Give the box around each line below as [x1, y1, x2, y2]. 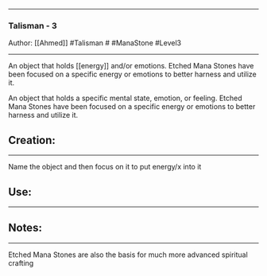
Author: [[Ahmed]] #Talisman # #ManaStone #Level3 [8, 38, 181, 48]
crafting [8, 258, 34, 267]
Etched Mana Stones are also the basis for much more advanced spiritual [8, 250, 248, 259]
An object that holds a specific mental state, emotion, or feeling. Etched [8, 93, 242, 103]
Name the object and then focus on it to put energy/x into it [8, 162, 202, 172]
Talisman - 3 [8, 20, 57, 31]
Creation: [8, 133, 56, 147]
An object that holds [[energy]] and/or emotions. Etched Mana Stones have [8, 61, 254, 71]
